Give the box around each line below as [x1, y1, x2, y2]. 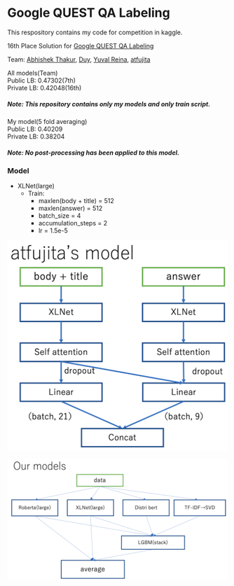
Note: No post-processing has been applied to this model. [7, 148, 180, 157]
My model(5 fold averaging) [7, 117, 88, 125]
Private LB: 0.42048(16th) [7, 83, 82, 92]
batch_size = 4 [38, 211, 81, 220]
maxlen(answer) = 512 [38, 204, 103, 213]
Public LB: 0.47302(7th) [7, 76, 76, 85]
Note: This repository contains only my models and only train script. [7, 99, 211, 108]
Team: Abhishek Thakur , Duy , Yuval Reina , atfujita [7, 55, 151, 64]
